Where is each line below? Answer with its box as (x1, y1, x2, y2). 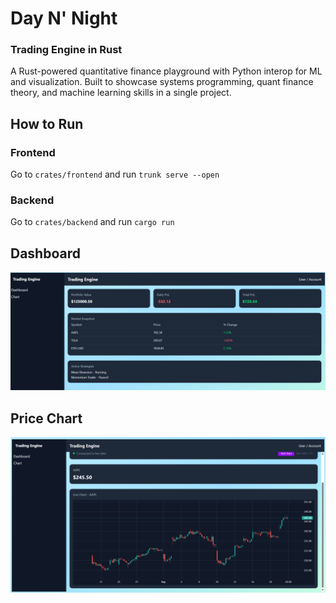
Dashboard (10, 245, 81, 262)
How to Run (10, 115, 84, 132)
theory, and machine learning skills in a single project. (10, 87, 232, 99)
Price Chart (10, 410, 83, 427)
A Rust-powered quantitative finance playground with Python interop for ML (10, 65, 323, 77)
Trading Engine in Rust (10, 43, 123, 57)
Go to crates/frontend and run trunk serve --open (10, 168, 220, 181)
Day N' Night (10, 7, 118, 30)
